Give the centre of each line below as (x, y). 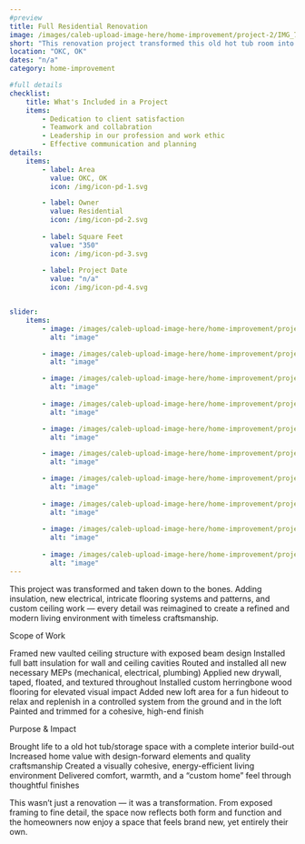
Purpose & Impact (43, 728)
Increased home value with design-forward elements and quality (130, 756)
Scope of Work (38, 635)
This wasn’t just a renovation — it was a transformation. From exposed (141, 802)
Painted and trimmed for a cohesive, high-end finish (107, 711)
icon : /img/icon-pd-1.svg (98, 186)
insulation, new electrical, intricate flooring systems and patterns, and (140, 598)
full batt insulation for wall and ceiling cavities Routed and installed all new (148, 663)
